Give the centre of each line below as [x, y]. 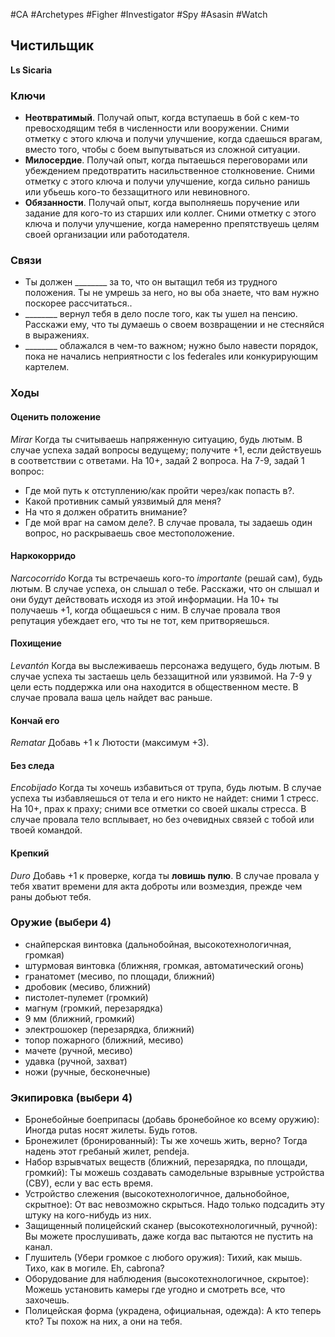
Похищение [36, 643]
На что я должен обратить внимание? [106, 511]
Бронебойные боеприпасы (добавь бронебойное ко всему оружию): [172, 1120]
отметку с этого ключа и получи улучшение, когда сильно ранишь [167, 181]
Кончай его [35, 720]
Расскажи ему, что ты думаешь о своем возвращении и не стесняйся [174, 325]
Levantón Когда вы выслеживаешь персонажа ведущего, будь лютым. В [165, 665]
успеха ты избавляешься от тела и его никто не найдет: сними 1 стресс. [165, 798]
